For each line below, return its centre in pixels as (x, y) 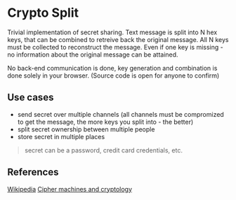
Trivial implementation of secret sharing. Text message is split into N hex (112, 32)
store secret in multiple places (61, 136)
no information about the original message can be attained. (93, 55)
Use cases (31, 98)
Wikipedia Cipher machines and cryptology (70, 189)
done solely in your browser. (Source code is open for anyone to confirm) (113, 76)
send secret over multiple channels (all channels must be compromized (121, 114)
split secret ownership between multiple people (86, 129)
